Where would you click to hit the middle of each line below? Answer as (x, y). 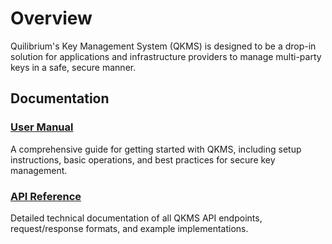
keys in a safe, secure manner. (73, 67)
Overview (51, 18)
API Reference (46, 196)
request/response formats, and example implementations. (129, 228)
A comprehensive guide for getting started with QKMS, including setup (156, 149)
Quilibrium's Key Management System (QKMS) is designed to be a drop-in (163, 46)
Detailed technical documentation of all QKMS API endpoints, (136, 218)
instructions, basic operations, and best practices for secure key (143, 159)
